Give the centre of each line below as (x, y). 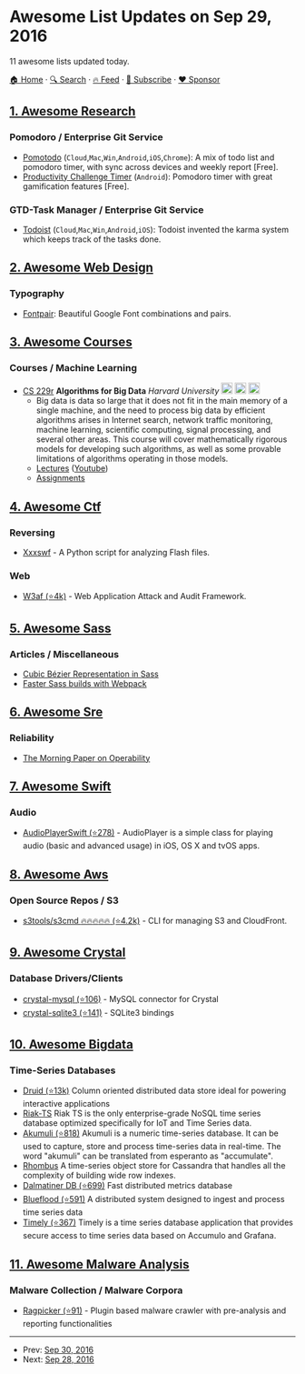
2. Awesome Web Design (82, 268)
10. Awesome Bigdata (71, 1044)
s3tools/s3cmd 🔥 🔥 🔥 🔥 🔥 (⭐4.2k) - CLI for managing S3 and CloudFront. (155, 921)
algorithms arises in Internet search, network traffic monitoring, (154, 420)
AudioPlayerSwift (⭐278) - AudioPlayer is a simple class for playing (148, 833)
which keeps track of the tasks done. (92, 239)
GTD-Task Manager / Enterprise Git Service (107, 209)
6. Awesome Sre (56, 712)
